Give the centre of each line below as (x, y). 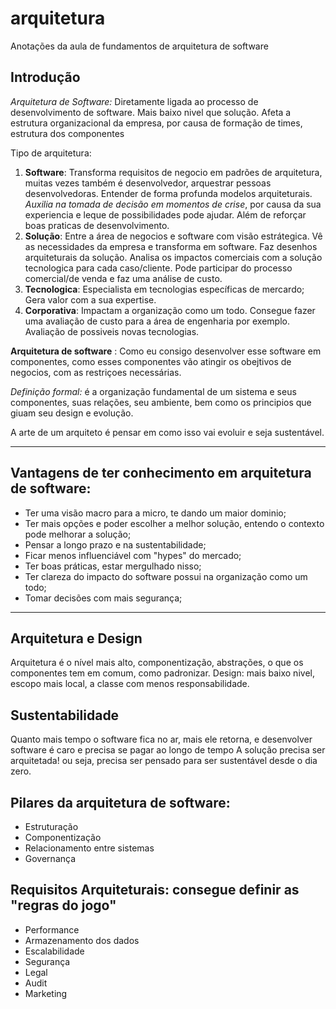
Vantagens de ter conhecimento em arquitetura (161, 473)
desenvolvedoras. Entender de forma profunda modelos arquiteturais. (168, 193)
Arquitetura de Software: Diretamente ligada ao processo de (134, 101)
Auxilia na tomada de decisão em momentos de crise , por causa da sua (173, 204)
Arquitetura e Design (76, 638)
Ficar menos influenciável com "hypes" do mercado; (133, 555)
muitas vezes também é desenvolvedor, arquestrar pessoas (148, 183)
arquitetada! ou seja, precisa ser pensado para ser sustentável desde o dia (164, 761)
